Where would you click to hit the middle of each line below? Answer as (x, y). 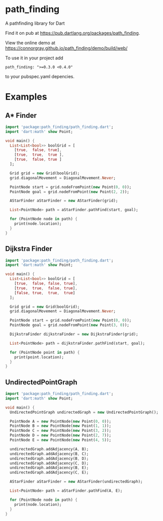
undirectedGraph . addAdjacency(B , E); (49, 468)
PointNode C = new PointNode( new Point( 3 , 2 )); (61, 431)
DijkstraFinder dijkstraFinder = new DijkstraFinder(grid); (74, 334)
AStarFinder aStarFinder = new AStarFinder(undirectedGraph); (76, 482)
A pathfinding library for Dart (35, 23)
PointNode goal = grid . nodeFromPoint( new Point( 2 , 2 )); (69, 192)
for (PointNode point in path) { (45, 352)
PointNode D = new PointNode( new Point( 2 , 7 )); (61, 435)
